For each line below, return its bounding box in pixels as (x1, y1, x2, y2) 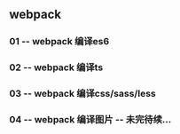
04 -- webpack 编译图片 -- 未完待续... (9, 114, 172, 126)
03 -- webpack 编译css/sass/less (9, 88, 157, 100)
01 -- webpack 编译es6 (9, 35, 110, 48)
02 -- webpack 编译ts (9, 61, 104, 74)
